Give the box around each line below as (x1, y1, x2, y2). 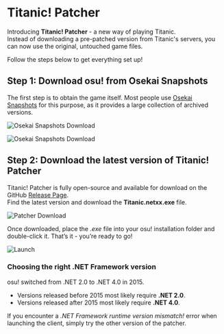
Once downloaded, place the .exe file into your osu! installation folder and (7, 224, 215, 232)
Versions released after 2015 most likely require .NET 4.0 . (16, 298, 180, 307)
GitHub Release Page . (7, 191, 69, 199)
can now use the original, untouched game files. (7, 42, 143, 50)
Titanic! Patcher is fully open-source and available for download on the (7, 183, 208, 191)
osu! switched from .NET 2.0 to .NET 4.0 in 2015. (7, 278, 145, 286)
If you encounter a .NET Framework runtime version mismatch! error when (7, 311, 217, 320)
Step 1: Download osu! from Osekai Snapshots (7, 75, 208, 87)
